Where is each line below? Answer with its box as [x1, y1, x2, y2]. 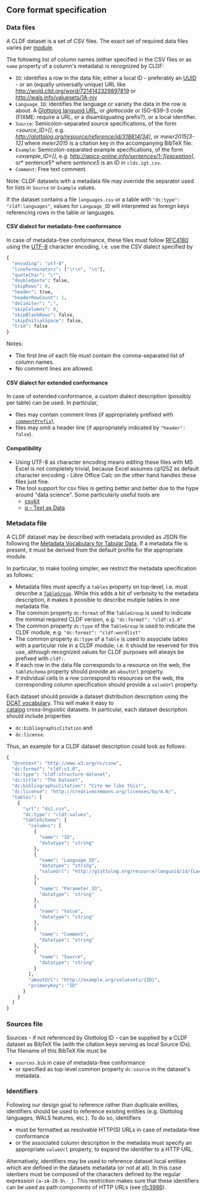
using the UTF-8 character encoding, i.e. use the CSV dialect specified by [6, 242, 193, 250]
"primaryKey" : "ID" [28, 982, 78, 988]
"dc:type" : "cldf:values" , [22, 811, 92, 818]
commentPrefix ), [15, 417, 55, 425]
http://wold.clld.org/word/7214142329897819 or [15, 87, 136, 94]
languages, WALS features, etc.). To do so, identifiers [6, 1114, 141, 1122]
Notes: [6, 340, 23, 347]
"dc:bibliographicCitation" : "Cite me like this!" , [12, 783, 147, 789]
